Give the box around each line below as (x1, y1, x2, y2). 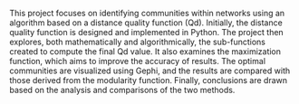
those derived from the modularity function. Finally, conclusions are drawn (9, 75, 288, 85)
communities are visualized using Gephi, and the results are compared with (9, 65, 291, 76)
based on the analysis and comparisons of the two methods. (9, 85, 236, 95)
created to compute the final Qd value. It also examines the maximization (9, 46, 282, 57)
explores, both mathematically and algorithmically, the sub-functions (9, 36, 265, 47)
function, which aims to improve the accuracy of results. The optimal (9, 56, 265, 66)
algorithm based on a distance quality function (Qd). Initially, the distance (9, 17, 283, 28)
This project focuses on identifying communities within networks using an (9, 8, 285, 18)
